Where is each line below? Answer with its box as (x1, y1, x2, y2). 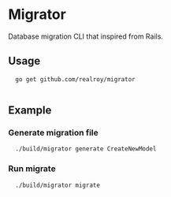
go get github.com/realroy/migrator (15, 75, 136, 84)
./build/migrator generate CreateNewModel (15, 145, 157, 153)
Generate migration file (8, 128, 99, 139)
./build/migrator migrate (15, 181, 101, 189)
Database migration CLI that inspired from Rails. (8, 32, 164, 41)
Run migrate (8, 163, 57, 174)
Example (8, 104, 52, 117)
